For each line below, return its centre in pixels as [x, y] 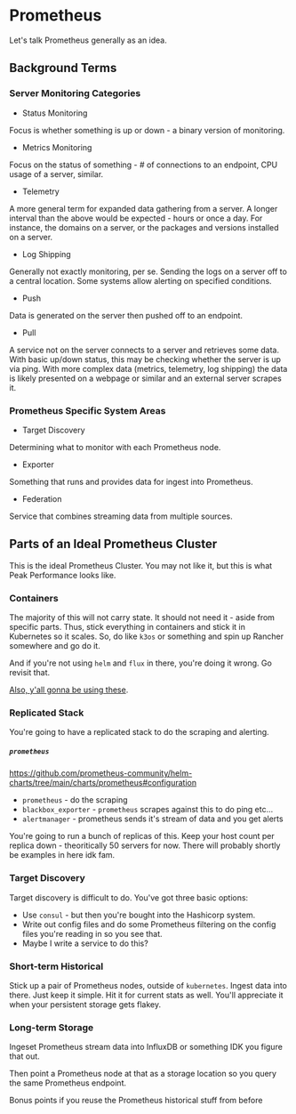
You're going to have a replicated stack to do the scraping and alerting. [139, 732]
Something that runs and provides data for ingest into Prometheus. [131, 481]
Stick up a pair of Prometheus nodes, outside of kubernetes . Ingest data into [148, 985]
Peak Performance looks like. [63, 575]
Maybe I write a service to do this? [85, 943]
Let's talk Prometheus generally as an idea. [88, 40]
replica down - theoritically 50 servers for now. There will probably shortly [145, 845]
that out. [24, 1056]
